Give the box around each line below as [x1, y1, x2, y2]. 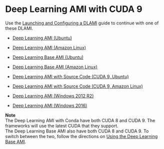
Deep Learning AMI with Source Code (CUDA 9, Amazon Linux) [12, 83, 143, 89]
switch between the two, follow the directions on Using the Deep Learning [5, 133, 158, 139]
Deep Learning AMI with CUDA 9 [5, 3, 142, 15]
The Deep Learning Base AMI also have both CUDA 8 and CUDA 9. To [5, 128, 149, 134]
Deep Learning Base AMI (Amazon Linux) [12, 64, 97, 70]
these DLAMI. [5, 25, 33, 31]
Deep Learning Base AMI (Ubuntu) [12, 54, 83, 60]
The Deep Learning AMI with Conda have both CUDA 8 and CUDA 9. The [5, 117, 155, 123]
